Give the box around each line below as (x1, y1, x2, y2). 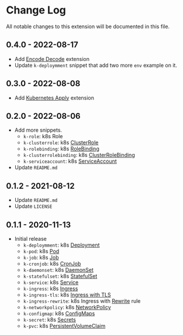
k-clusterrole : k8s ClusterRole (23, 139, 99, 146)
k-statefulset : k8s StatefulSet (23, 273, 98, 279)
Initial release (14, 235, 47, 242)
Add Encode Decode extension (14, 55, 89, 62)
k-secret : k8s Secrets (23, 316, 76, 323)
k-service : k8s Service (23, 279, 79, 286)
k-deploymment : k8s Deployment (23, 241, 100, 248)
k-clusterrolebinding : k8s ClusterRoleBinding (23, 152, 136, 159)
